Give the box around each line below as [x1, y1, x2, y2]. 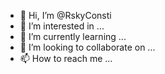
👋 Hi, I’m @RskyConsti [19, 10, 112, 21]
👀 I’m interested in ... [19, 20, 105, 32]
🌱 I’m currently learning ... [19, 31, 127, 42]
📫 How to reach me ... [19, 53, 113, 64]
